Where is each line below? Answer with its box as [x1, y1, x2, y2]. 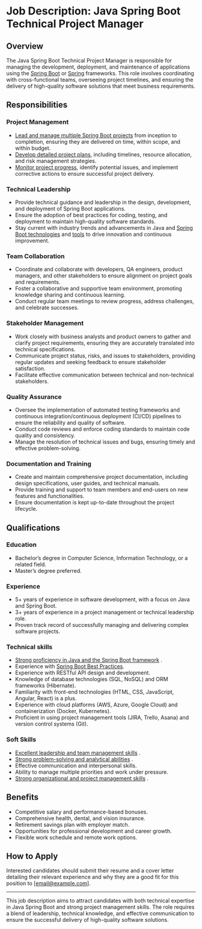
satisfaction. [14, 365, 46, 372]
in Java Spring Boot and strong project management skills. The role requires [6, 904, 195, 911]
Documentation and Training [6, 459, 91, 468]
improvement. [14, 236, 50, 244]
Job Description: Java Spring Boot [6, 4, 181, 18]
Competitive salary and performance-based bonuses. [14, 808, 148, 815]
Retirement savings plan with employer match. [14, 821, 130, 828]
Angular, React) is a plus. [14, 695, 77, 702]
